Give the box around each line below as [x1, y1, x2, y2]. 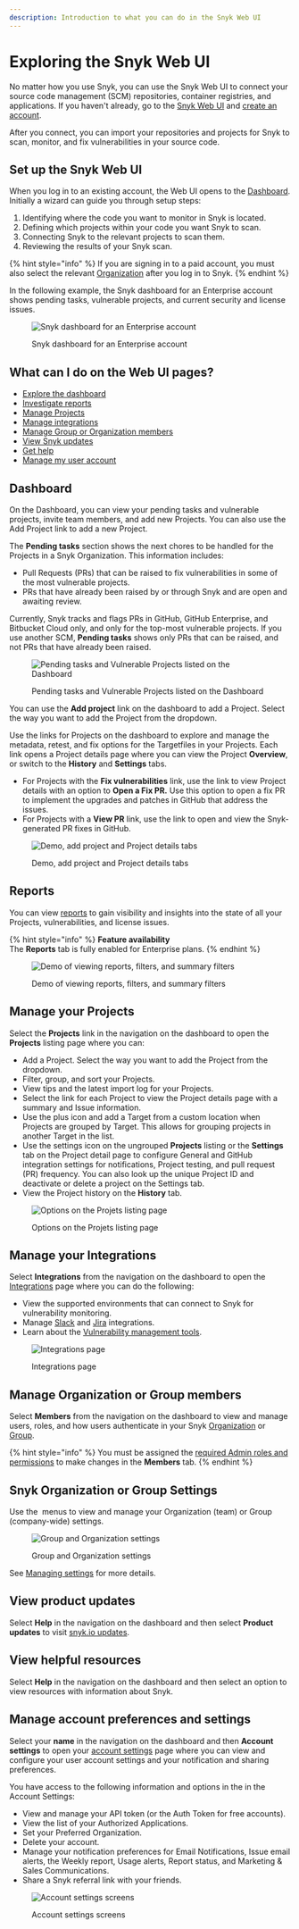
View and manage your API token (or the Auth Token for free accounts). [21, 1808, 287, 1818]
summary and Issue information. [21, 1102, 141, 1113]
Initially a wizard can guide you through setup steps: [9, 196, 202, 206]
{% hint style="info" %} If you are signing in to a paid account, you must [9, 258, 275, 269]
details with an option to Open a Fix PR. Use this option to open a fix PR [21, 785, 286, 796]
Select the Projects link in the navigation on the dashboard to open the [9, 1028, 270, 1039]
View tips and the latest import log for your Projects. [21, 1082, 214, 1094]
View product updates [9, 1593, 136, 1608]
